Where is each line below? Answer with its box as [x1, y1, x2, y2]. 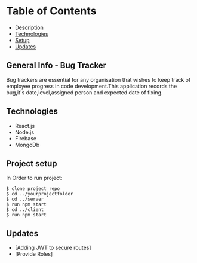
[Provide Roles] [14, 250, 53, 258]
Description [14, 24, 44, 31]
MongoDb [14, 141, 40, 148]
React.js [14, 122, 35, 129]
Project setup [6, 158, 58, 169]
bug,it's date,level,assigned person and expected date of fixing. [6, 88, 163, 96]
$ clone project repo [6, 186, 60, 192]
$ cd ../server [6, 196, 44, 203]
